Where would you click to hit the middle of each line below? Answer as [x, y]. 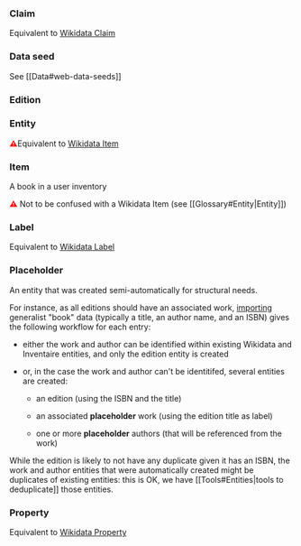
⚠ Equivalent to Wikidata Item [64, 143]
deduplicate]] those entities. [62, 489]
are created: [45, 381]
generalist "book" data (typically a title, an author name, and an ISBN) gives [150, 317]
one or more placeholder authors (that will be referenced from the [159, 433]
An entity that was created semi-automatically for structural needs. [134, 290]
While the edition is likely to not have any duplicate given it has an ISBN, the [150, 460]
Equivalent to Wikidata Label [62, 247]
